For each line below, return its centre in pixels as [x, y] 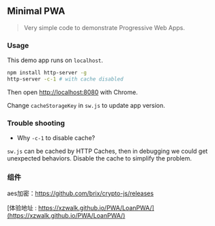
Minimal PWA [36, 11]
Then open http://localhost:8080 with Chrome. [72, 92]
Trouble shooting [36, 123]
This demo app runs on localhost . [55, 60]
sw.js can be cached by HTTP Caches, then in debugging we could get [107, 151]
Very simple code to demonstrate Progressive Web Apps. [104, 27]
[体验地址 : [22, 208]
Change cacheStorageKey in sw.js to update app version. [86, 105]
